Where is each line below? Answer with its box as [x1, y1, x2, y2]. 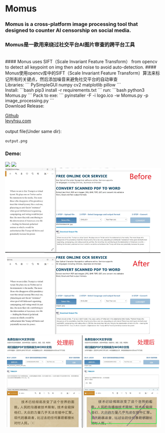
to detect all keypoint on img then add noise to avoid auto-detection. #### [5, 64, 157, 70]
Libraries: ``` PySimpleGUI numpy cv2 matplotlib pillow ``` [5, 82, 121, 88]
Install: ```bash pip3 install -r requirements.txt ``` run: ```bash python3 [5, 87, 145, 93]
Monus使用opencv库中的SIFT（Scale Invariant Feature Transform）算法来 [5, 70, 156, 76]
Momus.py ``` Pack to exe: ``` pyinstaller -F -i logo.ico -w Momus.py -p [5, 92, 149, 98]
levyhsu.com [5, 118, 31, 124]
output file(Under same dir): [5, 129, 62, 135]
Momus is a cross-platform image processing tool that [5, 21, 138, 28]
